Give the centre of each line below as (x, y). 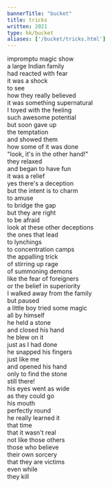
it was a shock (27, 81)
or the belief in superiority (44, 286)
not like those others (36, 440)
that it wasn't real (32, 433)
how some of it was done (43, 147)
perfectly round (29, 410)
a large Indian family (36, 66)
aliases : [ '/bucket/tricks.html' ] (57, 39)
